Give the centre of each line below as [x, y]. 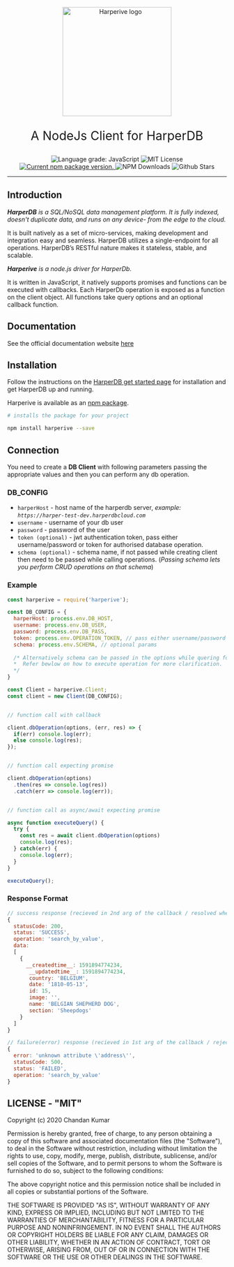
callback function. [33, 305]
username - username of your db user [70, 522]
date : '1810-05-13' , [59, 985]
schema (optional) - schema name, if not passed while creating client [117, 552]
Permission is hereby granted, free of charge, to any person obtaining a [110, 1134]
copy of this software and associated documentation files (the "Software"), [115, 1141]
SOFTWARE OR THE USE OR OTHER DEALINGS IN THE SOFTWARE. [105, 1257]
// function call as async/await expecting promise [84, 810]
